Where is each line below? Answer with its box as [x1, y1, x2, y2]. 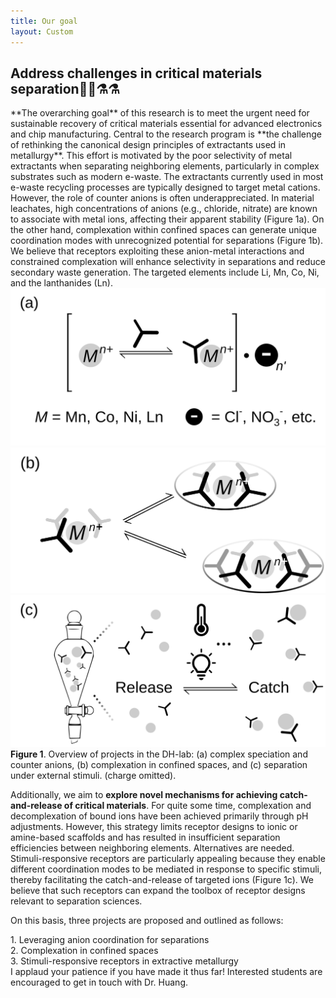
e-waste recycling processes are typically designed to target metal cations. [10, 181, 321, 194]
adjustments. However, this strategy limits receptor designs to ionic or [10, 821, 298, 833]
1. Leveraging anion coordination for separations [10, 934, 210, 946]
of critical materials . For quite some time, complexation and [63, 800, 312, 812]
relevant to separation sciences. [10, 895, 143, 907]
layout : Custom [10, 26, 74, 37]
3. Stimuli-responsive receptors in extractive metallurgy [10, 955, 239, 967]
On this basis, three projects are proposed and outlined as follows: [10, 915, 284, 927]
